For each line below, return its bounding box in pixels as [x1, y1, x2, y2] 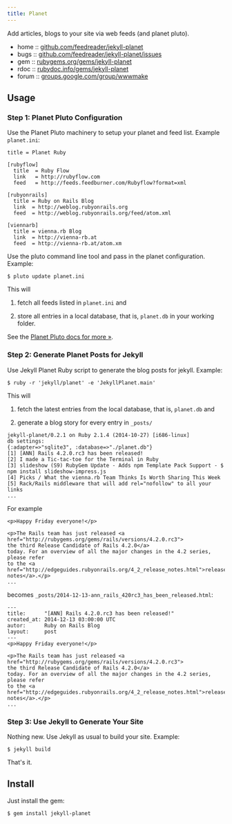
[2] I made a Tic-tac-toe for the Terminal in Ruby [7, 456, 159, 463]
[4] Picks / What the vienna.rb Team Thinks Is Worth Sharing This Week [7, 474, 221, 481]
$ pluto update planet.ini [7, 273, 85, 280]
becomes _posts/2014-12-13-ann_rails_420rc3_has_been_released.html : [7, 590, 213, 599]
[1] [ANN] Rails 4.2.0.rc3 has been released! [7, 449, 144, 457]
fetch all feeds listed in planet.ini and [17, 298, 127, 307]
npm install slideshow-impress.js [7, 468, 107, 475]
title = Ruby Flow [13, 168, 70, 174]
